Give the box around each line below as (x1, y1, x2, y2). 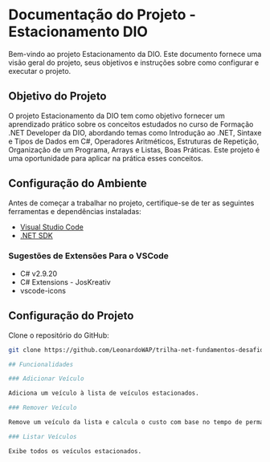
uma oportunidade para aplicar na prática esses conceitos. (8, 153, 203, 163)
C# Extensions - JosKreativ (19, 277, 111, 286)
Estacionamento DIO (8, 22, 149, 41)
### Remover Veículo (8, 403, 78, 412)
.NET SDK (19, 230, 54, 240)
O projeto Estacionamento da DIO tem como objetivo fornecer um (8, 111, 225, 120)
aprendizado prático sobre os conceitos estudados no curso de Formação (8, 119, 254, 129)
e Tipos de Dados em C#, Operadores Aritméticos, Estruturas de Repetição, (8, 136, 260, 146)
